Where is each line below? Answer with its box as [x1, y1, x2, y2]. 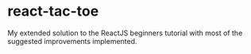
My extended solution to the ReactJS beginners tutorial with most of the [7, 28, 243, 38]
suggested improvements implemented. [7, 36, 137, 45]
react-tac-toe [7, 2, 99, 20]
